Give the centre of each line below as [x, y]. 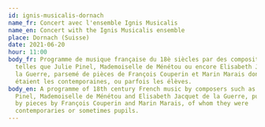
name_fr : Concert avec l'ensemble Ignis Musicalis [93, 23]
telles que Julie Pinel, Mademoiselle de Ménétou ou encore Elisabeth [134, 67]
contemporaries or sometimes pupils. [77, 111]
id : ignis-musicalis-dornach [56, 15]
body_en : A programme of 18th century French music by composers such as [132, 89]
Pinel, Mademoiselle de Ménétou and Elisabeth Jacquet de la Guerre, [132, 96]
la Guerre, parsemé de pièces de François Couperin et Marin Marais [130, 74]
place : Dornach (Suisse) [49, 37]
